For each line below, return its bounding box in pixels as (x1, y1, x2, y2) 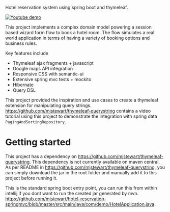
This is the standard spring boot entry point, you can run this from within (5, 184, 157, 191)
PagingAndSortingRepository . (5, 119, 66, 124)
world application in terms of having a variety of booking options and (5, 35, 150, 41)
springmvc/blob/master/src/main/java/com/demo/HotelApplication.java (5, 201, 155, 207)
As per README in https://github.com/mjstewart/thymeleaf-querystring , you (5, 164, 165, 170)
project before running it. (5, 175, 58, 181)
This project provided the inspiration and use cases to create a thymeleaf (5, 97, 159, 103)
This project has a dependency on (5, 153, 77, 160)
